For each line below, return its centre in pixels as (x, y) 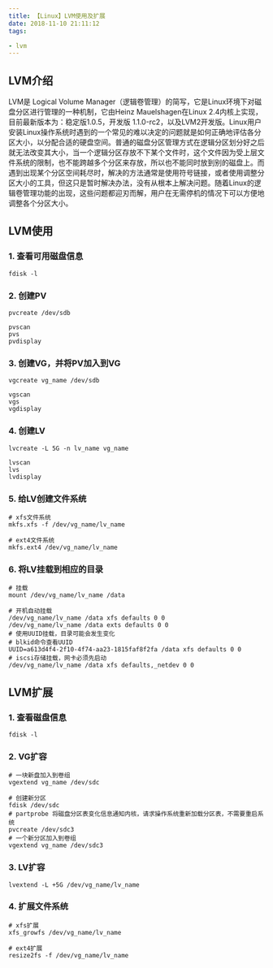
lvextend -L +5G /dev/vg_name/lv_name (74, 885)
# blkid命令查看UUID (41, 642)
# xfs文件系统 (30, 517)
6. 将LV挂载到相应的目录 (56, 569)
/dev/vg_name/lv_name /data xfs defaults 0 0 (87, 618)
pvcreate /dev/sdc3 (41, 830)
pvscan (19, 327)
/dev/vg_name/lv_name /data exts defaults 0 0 (89, 625)
